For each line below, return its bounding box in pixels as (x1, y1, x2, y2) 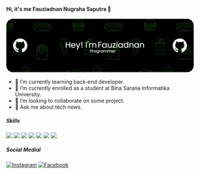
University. (14, 90, 42, 98)
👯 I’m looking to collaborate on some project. (14, 97, 125, 104)
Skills (6, 117, 20, 124)
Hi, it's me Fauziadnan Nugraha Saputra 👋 (6, 5, 111, 12)
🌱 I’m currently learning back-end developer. (14, 78, 124, 85)
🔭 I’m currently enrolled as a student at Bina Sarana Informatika (14, 84, 170, 91)
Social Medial (6, 146, 41, 153)
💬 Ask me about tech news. (14, 103, 82, 110)
